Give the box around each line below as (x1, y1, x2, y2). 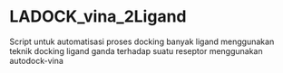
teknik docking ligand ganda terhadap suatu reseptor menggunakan (9, 45, 263, 56)
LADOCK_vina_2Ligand (9, 6, 187, 27)
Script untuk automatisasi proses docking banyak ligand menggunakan (9, 36, 275, 47)
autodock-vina (9, 55, 63, 66)
